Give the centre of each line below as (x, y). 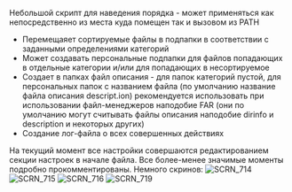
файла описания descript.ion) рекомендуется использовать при (143, 96)
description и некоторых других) (83, 124)
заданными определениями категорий (95, 49)
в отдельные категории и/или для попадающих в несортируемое (146, 67)
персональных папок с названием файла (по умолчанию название (149, 86)
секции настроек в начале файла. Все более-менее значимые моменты (146, 160)
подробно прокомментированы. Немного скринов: (107, 169)
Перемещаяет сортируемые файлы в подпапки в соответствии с (145, 39)
